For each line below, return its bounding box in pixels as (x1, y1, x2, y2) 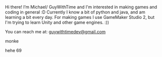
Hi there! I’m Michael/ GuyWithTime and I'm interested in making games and (5, 4, 157, 10)
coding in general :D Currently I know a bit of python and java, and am (5, 9, 145, 15)
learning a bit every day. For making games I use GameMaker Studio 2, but (5, 14, 155, 20)
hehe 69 (5, 48, 22, 53)
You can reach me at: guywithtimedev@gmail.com (5, 29, 106, 34)
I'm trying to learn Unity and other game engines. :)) (5, 19, 109, 25)
